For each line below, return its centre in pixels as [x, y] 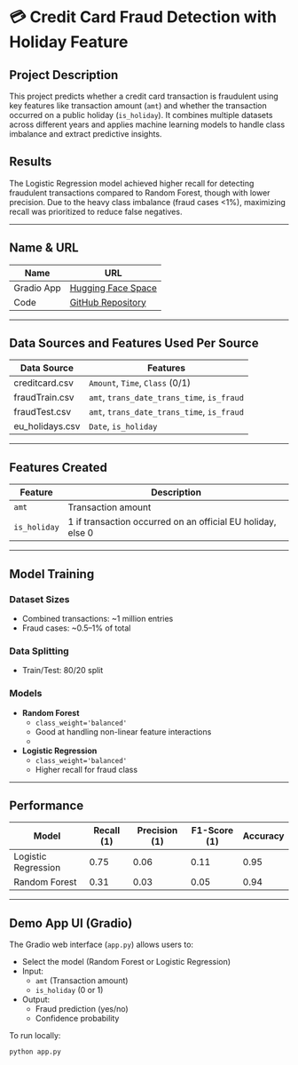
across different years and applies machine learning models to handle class [147, 124]
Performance [47, 805]
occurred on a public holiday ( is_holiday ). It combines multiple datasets [141, 115]
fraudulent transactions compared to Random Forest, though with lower [140, 193]
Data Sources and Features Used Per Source [134, 343]
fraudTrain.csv [44, 398]
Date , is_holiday [123, 426]
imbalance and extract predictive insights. [86, 134]
